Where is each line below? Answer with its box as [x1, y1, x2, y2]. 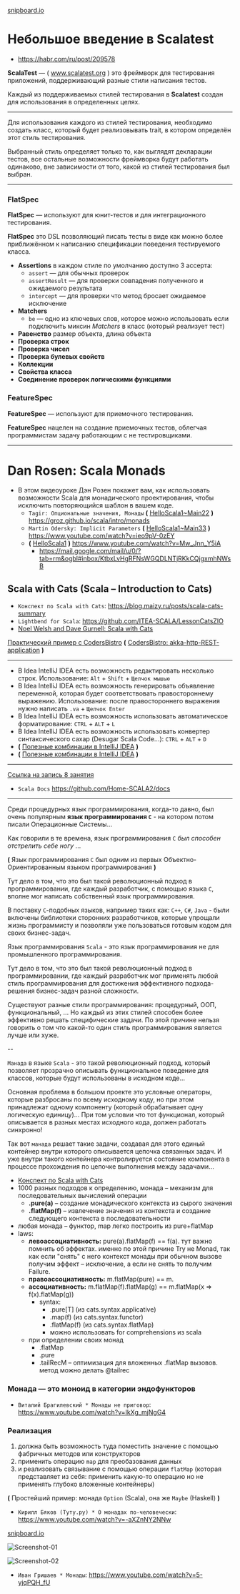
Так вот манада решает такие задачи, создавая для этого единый [7, 1139, 205, 1148]
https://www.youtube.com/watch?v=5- [89, 1570, 204, 1579]
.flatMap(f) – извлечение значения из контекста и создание [28, 1207, 211, 1215]
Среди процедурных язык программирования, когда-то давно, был [7, 805, 214, 813]
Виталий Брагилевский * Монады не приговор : [17, 1400, 151, 1409]
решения [7, 986, 35, 996]
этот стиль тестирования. [7, 133, 86, 142]
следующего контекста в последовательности [28, 1214, 171, 1223]
